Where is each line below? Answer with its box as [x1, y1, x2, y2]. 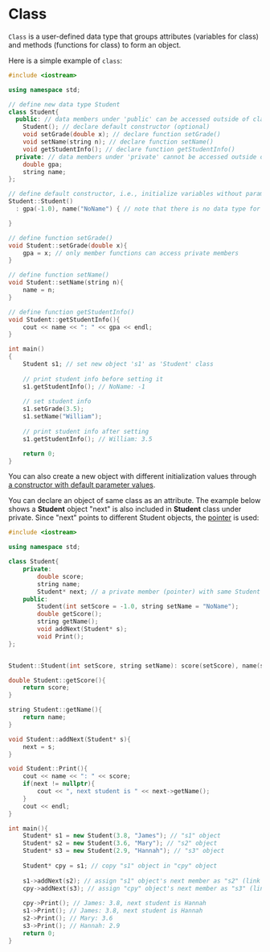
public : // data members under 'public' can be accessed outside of [15, 115, 250, 123]
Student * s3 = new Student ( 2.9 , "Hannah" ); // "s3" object [22, 847, 225, 855]
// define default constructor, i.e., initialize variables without [8, 190, 243, 198]
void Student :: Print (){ [8, 765, 88, 773]
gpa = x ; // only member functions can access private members [22, 249, 239, 257]
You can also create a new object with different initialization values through [8, 472, 257, 481]
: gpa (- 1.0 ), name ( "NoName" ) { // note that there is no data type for [15, 205, 261, 214]
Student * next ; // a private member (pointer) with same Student [37, 588, 261, 596]
